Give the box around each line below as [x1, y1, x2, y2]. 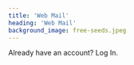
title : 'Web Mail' [8, 11, 69, 20]
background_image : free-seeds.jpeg [8, 26, 127, 34]
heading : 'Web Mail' [8, 19, 77, 27]
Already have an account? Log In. [8, 48, 118, 58]
